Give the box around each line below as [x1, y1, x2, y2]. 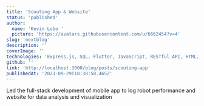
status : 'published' [6, 14, 59, 20]
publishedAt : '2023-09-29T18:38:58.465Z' [6, 70, 113, 76]
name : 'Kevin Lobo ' [12, 25, 64, 32]
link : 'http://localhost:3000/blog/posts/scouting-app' [6, 64, 151, 71]
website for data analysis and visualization [6, 93, 112, 101]
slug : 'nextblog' [6, 37, 50, 43]
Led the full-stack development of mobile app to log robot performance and [6, 87, 196, 94]
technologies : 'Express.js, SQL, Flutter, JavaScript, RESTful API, [6, 54, 183, 60]
